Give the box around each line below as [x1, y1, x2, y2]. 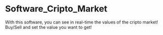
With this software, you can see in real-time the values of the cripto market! [5, 19, 159, 25]
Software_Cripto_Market [5, 3, 107, 14]
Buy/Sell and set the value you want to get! [5, 24, 92, 30]
